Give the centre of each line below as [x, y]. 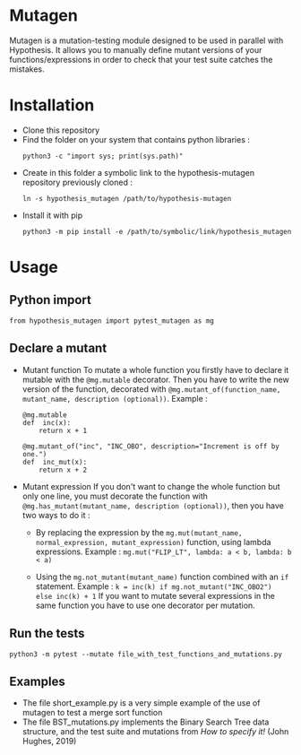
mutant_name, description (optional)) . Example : [115, 398]
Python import [50, 300]
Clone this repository [61, 130]
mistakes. [27, 69]
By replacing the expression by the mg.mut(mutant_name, [139, 532]
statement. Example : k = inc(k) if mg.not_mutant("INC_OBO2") [154, 586]
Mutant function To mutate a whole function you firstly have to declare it [155, 369]
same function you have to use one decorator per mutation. [145, 605]
